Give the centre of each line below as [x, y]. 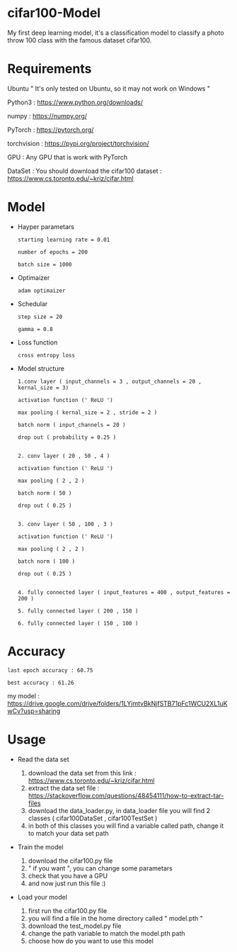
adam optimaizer [41, 291]
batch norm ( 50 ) [45, 493]
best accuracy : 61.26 [41, 683]
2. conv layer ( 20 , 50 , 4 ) [64, 456]
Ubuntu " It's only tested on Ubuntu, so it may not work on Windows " [109, 88]
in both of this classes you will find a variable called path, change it [126, 825]
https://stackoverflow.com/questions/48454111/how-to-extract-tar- [126, 795]
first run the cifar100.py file [68, 911]
